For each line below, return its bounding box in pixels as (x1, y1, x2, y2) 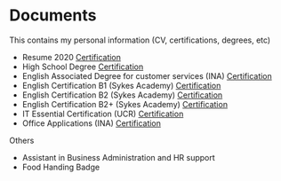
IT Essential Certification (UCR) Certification (21, 108, 184, 119)
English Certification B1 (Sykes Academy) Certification (21, 80, 221, 90)
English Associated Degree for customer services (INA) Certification (21, 70, 273, 81)
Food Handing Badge (21, 161, 100, 172)
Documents (9, 5, 97, 26)
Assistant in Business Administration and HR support (21, 152, 215, 162)
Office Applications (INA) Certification (21, 117, 162, 129)
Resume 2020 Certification (21, 51, 122, 62)
